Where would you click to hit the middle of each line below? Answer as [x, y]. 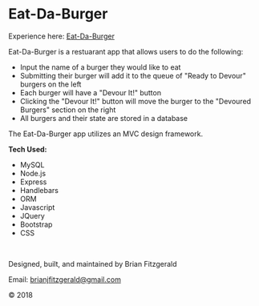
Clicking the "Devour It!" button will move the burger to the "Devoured [135, 101]
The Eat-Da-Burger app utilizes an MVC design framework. [105, 134]
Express [33, 182]
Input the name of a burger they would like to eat [100, 67]
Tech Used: [28, 149]
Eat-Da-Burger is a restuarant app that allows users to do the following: [126, 51]
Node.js [33, 173]
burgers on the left [51, 84]
